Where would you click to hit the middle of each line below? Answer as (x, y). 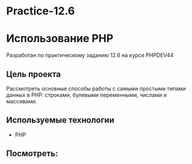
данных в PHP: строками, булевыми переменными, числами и (86, 95)
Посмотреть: (32, 153)
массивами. (22, 101)
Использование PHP (60, 39)
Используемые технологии (60, 120)
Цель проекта (34, 74)
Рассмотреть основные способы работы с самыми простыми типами (96, 88)
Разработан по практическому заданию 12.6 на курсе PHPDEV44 (90, 55)
